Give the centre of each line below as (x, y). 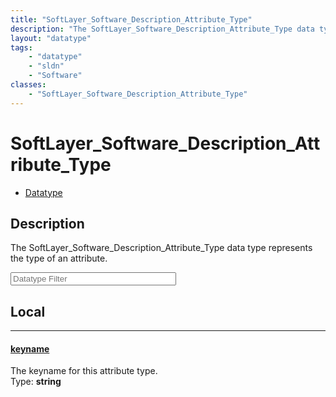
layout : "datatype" (51, 38)
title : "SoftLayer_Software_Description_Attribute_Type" (131, 19)
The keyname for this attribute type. (84, 371)
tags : (21, 47)
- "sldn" (46, 66)
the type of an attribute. (59, 258)
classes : (28, 85)
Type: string (36, 382)
